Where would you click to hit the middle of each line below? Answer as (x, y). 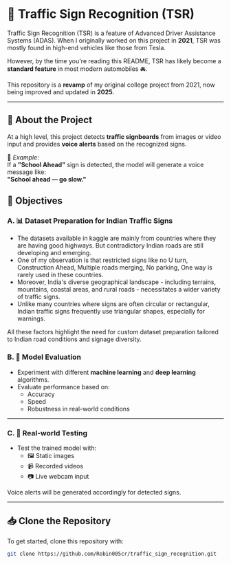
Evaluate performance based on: (63, 387)
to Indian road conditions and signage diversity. (75, 339)
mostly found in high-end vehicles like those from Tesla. (87, 47)
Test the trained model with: (57, 448)
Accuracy (41, 394)
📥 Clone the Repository (59, 521)
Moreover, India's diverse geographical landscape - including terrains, (117, 282)
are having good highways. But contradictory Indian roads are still (110, 246)
